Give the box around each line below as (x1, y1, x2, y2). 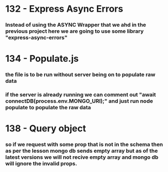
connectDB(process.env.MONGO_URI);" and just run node (5, 97, 153, 105)
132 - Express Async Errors (5, 3, 123, 15)
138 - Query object (5, 123, 86, 134)
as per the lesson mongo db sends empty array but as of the (5, 148, 158, 155)
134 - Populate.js (5, 53, 79, 64)
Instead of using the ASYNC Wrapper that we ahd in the (5, 21, 146, 29)
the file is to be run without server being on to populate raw (5, 71, 156, 78)
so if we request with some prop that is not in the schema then (5, 141, 163, 148)
